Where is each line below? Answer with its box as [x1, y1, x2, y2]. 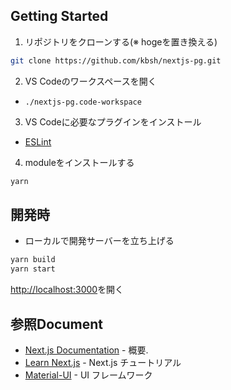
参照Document [10, 315, 103, 333]
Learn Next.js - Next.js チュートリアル [24, 356, 182, 368]
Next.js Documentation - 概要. [24, 344, 149, 356]
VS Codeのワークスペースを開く [24, 75, 157, 87]
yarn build [10, 255, 56, 265]
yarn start [10, 264, 56, 274]
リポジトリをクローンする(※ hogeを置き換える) [24, 35, 218, 48]
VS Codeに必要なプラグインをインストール [24, 115, 202, 128]
